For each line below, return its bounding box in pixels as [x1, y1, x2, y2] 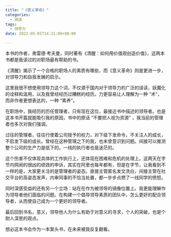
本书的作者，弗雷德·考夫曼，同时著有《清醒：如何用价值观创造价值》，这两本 [5, 50, 165, 56]
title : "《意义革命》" [5, 7, 49, 13]
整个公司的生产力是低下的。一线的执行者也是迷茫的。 [5, 145, 117, 150]
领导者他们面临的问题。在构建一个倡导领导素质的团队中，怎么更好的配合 [9, 192, 161, 198]
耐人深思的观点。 [5, 215, 41, 221]
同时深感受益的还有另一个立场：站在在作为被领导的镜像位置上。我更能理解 [5, 186, 161, 191]
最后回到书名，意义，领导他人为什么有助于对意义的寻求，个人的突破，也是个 [5, 209, 166, 215]
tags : [5, 21, 17, 27]
